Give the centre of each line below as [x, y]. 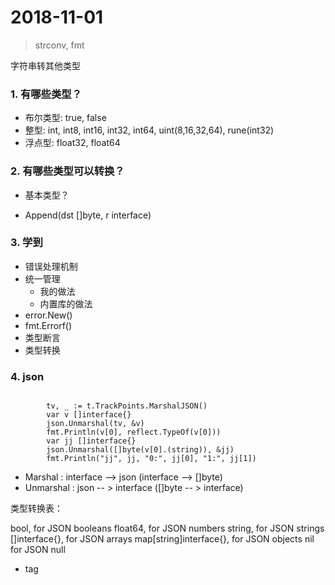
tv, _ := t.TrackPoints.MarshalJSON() [127, 406]
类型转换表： [36, 508]
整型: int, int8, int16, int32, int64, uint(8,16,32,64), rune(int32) [149, 130]
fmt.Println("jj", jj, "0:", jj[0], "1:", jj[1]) [151, 459]
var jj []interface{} [91, 441]
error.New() [48, 315]
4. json [27, 376]
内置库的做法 [66, 303]
